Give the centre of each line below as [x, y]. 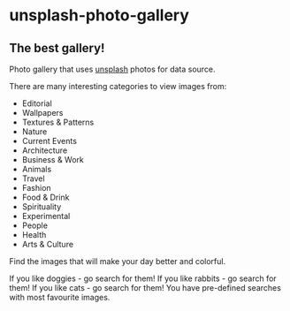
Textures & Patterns [58, 122]
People [35, 225]
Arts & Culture [47, 244]
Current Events [50, 141]
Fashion [36, 188]
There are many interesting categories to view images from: [118, 86]
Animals [37, 169]
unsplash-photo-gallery [99, 15]
